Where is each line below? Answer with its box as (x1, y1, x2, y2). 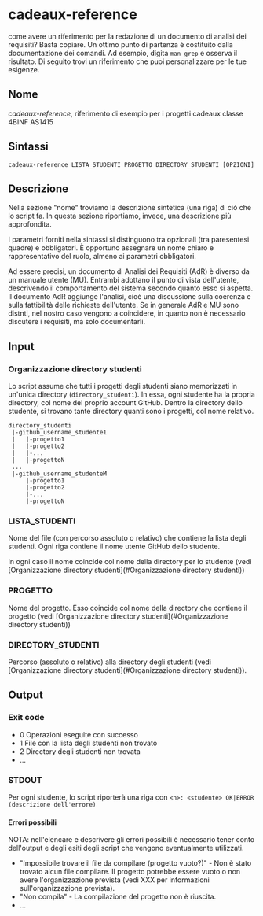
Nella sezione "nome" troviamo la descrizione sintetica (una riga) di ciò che (8, 203, 252, 212)
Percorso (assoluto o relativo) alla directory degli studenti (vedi (8, 657, 212, 667)
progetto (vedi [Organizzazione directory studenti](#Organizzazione (8, 611, 228, 621)
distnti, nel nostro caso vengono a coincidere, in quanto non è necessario (8, 308, 246, 318)
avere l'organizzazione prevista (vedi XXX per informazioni (19, 875, 210, 885)
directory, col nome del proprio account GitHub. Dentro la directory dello (8, 398, 243, 408)
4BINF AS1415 (8, 116, 53, 127)
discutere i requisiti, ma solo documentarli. (8, 317, 146, 327)
